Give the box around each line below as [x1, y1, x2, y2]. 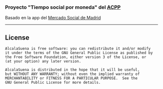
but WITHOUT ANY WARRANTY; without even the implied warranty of [5, 72, 140, 76]
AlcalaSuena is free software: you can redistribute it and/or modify [5, 46, 151, 51]
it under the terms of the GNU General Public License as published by [5, 50, 153, 56]
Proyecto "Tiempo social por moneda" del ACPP [5, 4, 121, 11]
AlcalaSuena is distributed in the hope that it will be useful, [5, 67, 140, 73]
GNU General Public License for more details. [5, 80, 101, 85]
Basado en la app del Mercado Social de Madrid [5, 15, 101, 21]
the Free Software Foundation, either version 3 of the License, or [5, 55, 147, 59]
